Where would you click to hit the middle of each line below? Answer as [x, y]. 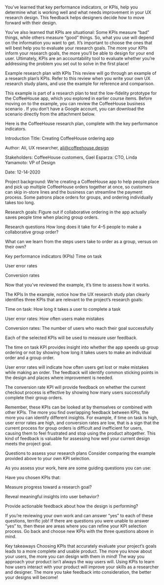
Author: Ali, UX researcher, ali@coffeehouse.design [57, 148]
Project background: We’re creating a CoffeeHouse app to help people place [82, 182]
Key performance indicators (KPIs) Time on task [53, 256]
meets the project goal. [28, 444]
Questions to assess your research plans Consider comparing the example [80, 453]
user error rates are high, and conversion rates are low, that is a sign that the [82, 423]
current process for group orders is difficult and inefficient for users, [74, 428]
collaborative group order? [32, 232]
